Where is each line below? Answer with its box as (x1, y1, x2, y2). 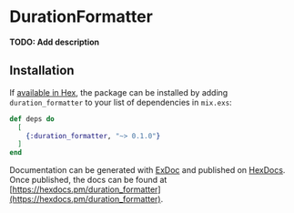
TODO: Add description (9, 36, 100, 47)
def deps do (9, 114, 55, 124)
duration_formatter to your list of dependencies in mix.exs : (9, 96, 232, 107)
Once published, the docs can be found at (9, 175, 167, 186)
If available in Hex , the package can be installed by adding (9, 86, 228, 97)
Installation (9, 63, 75, 78)
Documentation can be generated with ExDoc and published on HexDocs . (9, 165, 286, 176)
